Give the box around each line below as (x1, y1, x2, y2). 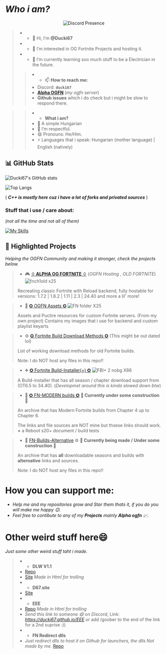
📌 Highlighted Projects (5, 242, 76, 251)
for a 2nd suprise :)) (24, 621, 66, 627)
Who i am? (5, 4, 50, 15)
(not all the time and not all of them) (5, 218, 79, 224)
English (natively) (37, 144, 73, 150)
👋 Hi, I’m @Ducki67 (32, 35, 73, 41)
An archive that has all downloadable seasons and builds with (17, 452, 145, 458)
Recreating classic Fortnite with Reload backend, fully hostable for (17, 288, 154, 294)
